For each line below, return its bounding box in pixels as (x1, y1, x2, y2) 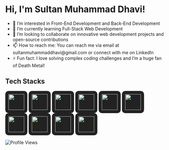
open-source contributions (12, 36, 69, 43)
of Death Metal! (12, 62, 45, 68)
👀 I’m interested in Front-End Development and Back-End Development (12, 20, 160, 26)
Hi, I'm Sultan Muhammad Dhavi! (5, 4, 145, 15)
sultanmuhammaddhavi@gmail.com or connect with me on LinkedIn (12, 49, 154, 55)
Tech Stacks (5, 77, 45, 86)
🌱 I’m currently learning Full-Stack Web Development (12, 25, 123, 31)
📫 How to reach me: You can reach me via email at (12, 42, 120, 48)
